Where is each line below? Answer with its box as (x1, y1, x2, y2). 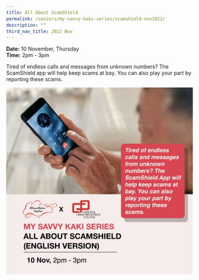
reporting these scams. (6, 76, 63, 83)
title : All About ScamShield (6, 9, 78, 15)
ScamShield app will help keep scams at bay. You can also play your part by (6, 69, 191, 77)
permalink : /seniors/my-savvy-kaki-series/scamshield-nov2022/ (6, 15, 166, 22)
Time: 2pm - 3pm (6, 52, 50, 59)
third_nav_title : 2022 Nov (6, 28, 73, 34)
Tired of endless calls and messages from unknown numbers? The (6, 63, 169, 71)
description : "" (6, 22, 46, 28)
